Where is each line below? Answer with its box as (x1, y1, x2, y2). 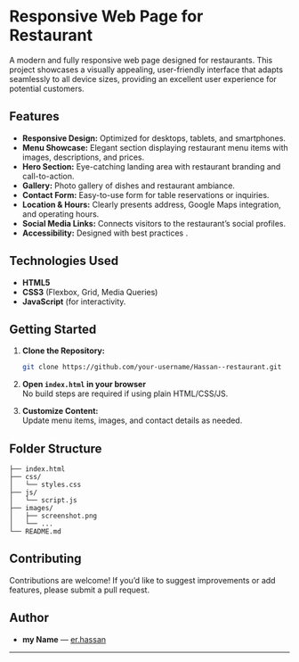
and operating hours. (21, 208, 100, 219)
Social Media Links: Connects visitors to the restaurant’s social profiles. (21, 218, 287, 228)
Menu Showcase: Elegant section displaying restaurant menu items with (21, 142, 289, 153)
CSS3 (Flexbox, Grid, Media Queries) (21, 286, 158, 297)
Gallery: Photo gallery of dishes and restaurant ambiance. (21, 180, 236, 191)
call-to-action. (21, 170, 75, 181)
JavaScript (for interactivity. (21, 296, 126, 307)
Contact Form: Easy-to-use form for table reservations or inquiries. (21, 189, 270, 200)
